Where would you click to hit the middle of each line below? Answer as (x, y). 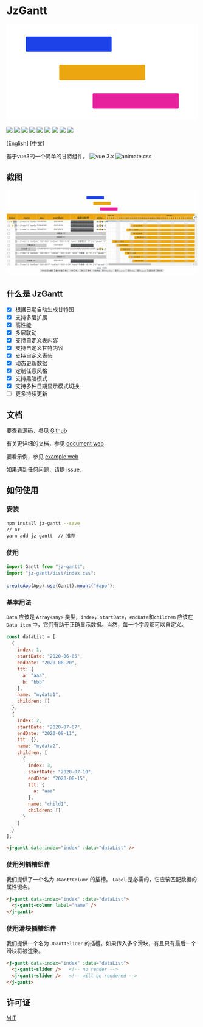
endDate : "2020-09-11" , (47, 733)
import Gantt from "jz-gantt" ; (46, 567)
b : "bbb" (33, 682)
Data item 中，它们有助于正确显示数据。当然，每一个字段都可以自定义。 (97, 625)
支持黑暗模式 (31, 378)
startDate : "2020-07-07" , (50, 727)
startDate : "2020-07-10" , (61, 772)
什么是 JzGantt (35, 294)
